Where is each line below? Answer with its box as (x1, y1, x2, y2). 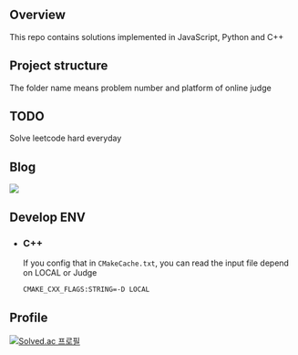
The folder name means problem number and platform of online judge (9, 82, 272, 93)
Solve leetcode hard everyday (9, 132, 122, 144)
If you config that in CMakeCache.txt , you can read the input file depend (22, 257, 290, 268)
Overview (9, 7, 67, 23)
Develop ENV (9, 209, 87, 224)
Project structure (9, 58, 108, 74)
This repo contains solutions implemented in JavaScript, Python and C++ (9, 31, 284, 42)
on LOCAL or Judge (22, 266, 98, 277)
